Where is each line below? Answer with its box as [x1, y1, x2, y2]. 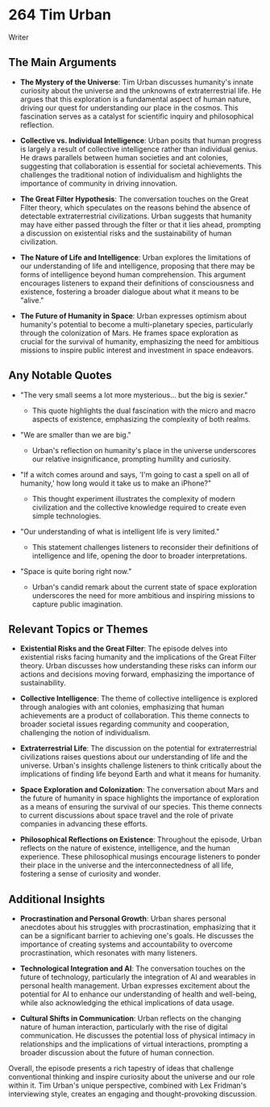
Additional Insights [8, 893, 106, 906]
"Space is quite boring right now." [19, 566, 132, 576]
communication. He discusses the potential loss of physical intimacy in [19, 1030, 255, 1041]
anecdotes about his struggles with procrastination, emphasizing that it [19, 922, 256, 932]
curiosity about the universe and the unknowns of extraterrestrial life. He [19, 85, 262, 95]
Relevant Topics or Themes [8, 622, 148, 636]
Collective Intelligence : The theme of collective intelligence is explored [19, 693, 258, 703]
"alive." [19, 295, 44, 305]
